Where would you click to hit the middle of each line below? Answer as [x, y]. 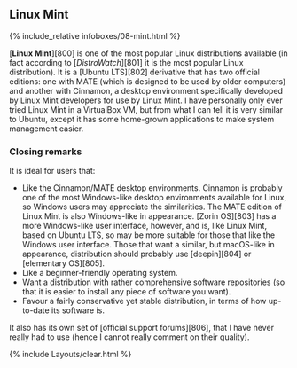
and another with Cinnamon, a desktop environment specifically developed [146, 90]
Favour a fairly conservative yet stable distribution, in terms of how [144, 301]
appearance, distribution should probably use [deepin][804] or [137, 254]
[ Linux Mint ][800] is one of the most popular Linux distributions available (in [148, 53]
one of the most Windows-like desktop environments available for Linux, [154, 198]
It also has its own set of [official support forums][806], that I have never [142, 328]
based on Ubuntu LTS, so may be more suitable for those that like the [148, 235]
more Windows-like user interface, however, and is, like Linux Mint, [145, 226]
